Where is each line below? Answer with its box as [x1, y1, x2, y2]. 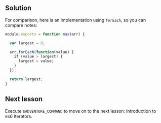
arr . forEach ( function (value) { [9, 49, 74, 55]
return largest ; [9, 76, 43, 82]
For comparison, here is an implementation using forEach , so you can [5, 17, 146, 23]
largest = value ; [18, 59, 54, 63]
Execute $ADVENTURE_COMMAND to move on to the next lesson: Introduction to [5, 108, 157, 114]
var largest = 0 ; [9, 40, 45, 46]
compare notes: [5, 22, 38, 28]
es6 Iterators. [5, 113, 33, 119]
